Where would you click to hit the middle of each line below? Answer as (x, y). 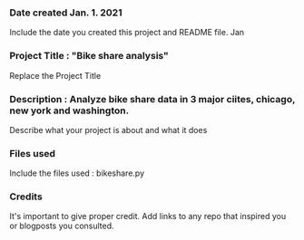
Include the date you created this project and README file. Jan (127, 33)
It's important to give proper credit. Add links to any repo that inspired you (148, 216)
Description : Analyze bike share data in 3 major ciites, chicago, (152, 99)
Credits (26, 197)
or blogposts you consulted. (62, 226)
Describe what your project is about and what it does (108, 130)
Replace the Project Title (55, 75)
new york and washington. (69, 110)
